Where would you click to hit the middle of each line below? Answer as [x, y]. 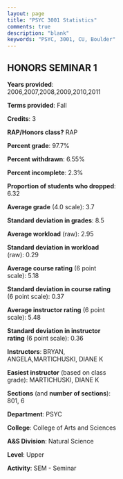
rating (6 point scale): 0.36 [46, 338]
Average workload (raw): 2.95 [51, 234]
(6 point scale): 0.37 [36, 296]
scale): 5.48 [24, 317]
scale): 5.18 [23, 275]
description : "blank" [38, 33]
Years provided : [30, 84]
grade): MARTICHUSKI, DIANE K [53, 380]
